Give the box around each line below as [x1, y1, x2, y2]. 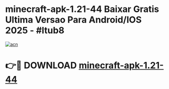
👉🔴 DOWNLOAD [5, 60, 77, 71]
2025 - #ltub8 [5, 25, 64, 36]
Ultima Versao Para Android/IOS [5, 14, 142, 25]
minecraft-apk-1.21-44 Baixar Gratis [5, 3, 159, 15]
